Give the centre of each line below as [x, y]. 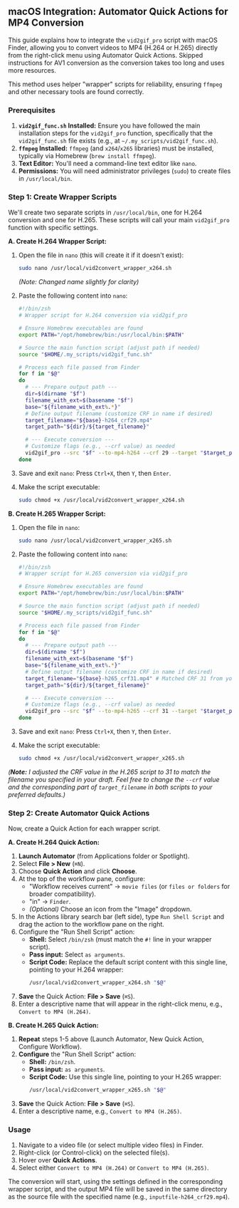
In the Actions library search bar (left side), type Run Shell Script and [121, 917]
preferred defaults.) [37, 794]
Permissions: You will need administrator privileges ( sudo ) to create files [124, 171]
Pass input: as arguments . [67, 1069]
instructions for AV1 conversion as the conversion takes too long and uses [116, 63]
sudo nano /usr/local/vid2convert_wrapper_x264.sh [95, 269]
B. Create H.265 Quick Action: [53, 1026]
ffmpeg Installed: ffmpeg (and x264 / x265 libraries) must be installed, [116, 148]
